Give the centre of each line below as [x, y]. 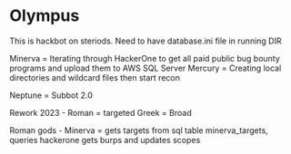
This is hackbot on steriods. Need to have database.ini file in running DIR [145, 41]
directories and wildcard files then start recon [95, 77]
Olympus [45, 16]
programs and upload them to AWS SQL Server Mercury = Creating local [145, 68]
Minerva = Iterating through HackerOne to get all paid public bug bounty [145, 58]
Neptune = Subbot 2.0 [51, 95]
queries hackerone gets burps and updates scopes [105, 140]
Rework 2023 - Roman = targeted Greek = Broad [101, 112]
